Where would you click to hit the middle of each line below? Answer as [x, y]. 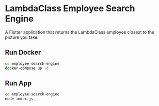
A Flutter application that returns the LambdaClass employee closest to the [80, 32]
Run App [18, 83]
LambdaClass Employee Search [70, 8]
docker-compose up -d [27, 68]
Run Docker [23, 53]
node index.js [19, 99]
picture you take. [22, 37]
